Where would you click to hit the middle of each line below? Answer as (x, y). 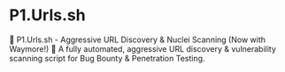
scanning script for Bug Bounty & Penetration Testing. (107, 58)
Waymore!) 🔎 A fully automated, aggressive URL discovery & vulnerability (143, 48)
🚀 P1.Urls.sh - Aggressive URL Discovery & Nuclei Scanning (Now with (137, 40)
